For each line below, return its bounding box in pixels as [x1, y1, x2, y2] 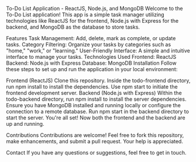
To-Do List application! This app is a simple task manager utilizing [6, 11, 165, 18]
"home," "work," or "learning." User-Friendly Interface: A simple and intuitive [6, 47, 190, 54]
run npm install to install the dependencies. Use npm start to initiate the [6, 83, 178, 90]
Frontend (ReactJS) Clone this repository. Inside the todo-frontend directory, [6, 77, 191, 84]
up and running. [6, 121, 44, 127]
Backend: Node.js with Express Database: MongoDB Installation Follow [6, 59, 177, 66]
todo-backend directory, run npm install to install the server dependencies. [6, 96, 187, 103]
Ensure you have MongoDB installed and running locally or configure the [6, 102, 181, 108]
